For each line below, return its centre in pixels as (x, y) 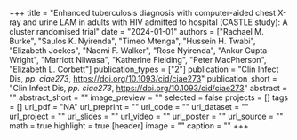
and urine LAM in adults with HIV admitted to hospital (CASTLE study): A (155, 22)
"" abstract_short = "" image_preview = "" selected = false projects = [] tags (149, 97)
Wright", (24, 60)
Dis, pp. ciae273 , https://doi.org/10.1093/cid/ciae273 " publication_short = (144, 78)
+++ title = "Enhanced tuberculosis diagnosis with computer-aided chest (143, 13)
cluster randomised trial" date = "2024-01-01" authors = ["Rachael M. (136, 31)
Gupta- (257, 51)
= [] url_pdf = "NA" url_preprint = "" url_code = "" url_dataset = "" (129, 107)
